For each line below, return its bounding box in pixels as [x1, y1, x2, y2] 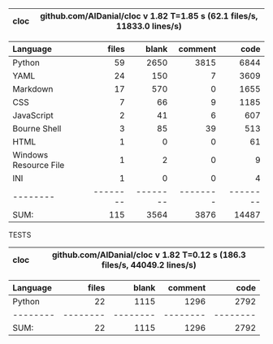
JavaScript [12, 110, 54, 121]
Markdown [12, 84, 54, 94]
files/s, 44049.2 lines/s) [101, 260, 197, 270]
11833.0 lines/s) [115, 20, 183, 32]
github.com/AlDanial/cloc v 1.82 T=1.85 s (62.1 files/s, [40, 11, 258, 21]
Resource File [12, 160, 65, 170]
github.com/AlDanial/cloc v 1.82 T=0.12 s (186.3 [51, 249, 246, 260]
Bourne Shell [12, 123, 62, 134]
